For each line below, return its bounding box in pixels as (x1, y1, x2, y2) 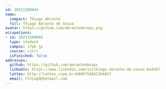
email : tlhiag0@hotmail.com (9, 76, 68, 81)
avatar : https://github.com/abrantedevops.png (5, 26, 103, 31)
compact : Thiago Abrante (9, 16, 61, 21)
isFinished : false (9, 53, 48, 58)
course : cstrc (9, 48, 39, 53)
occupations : (5, 30, 32, 35)
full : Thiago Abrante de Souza (9, 21, 74, 26)
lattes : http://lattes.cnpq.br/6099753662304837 (9, 72, 112, 77)
